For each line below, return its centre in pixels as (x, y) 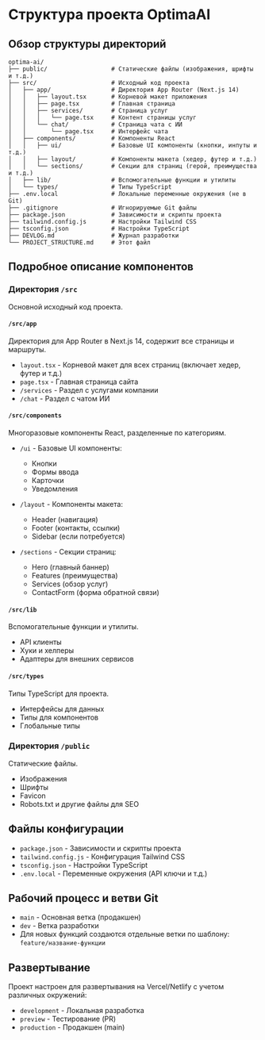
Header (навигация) (65, 520)
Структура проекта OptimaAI (109, 15)
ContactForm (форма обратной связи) (96, 593)
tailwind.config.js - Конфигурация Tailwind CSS (102, 856)
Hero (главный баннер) (70, 567)
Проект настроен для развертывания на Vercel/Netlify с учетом (116, 987)
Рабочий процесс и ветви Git (83, 898)
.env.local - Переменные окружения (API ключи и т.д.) (113, 873)
